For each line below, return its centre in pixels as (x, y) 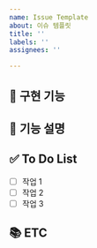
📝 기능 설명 (37, 128)
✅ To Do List (43, 159)
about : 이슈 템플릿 (40, 26)
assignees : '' (35, 50)
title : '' (27, 34)
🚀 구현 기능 (37, 96)
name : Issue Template (49, 17)
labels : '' (29, 42)
